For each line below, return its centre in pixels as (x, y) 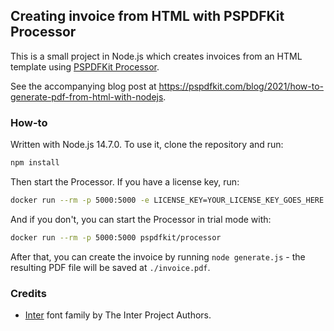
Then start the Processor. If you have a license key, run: (125, 181)
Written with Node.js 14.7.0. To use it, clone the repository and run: (147, 145)
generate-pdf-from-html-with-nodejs (87, 96)
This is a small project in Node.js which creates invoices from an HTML (156, 56)
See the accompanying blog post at (83, 86)
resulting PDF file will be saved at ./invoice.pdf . (110, 267)
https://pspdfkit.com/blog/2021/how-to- (241, 86)
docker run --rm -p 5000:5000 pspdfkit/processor (116, 237)
